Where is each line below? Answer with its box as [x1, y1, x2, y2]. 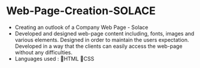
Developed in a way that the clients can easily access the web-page [14, 43, 183, 50]
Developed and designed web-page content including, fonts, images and [14, 30, 195, 37]
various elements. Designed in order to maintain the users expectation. [14, 36, 189, 43]
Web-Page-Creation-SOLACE [6, 4, 156, 18]
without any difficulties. [14, 48, 73, 56]
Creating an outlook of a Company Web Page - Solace [14, 24, 149, 31]
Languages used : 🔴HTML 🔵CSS [14, 55, 94, 62]
